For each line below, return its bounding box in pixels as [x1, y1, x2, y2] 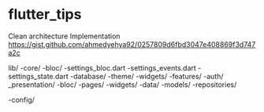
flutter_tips [8, 5, 82, 23]
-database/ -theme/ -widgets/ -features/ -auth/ [69, 71, 224, 81]
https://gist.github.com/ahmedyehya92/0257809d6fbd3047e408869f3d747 [8, 39, 256, 49]
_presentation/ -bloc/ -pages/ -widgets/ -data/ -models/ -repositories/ [8, 80, 237, 89]
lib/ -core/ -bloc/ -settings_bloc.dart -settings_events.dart [8, 63, 197, 72]
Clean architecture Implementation [8, 31, 121, 41]
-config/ [8, 95, 35, 104]
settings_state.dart [8, 71, 69, 81]
